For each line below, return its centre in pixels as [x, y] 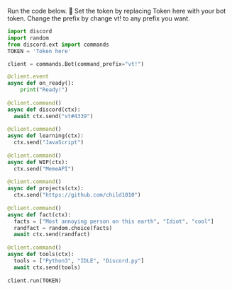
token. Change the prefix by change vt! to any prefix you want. [99, 18]
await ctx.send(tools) [47, 267]
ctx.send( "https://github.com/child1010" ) [77, 195]
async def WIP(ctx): [38, 162]
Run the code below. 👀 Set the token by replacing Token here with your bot [117, 11]
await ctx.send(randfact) [52, 234]
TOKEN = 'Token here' [39, 51]
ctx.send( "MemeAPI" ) [44, 169]
